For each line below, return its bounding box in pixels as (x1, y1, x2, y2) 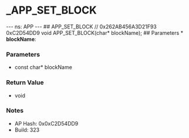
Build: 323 (14, 126, 40, 133)
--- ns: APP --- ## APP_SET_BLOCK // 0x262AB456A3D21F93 (6, 23, 157, 30)
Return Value (6, 78, 44, 87)
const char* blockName (14, 64, 72, 71)
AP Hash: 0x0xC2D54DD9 (14, 120, 79, 127)
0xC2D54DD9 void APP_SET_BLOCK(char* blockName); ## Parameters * (6, 29, 184, 36)
